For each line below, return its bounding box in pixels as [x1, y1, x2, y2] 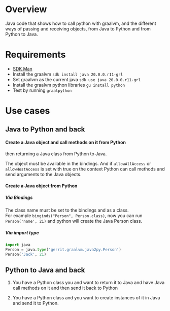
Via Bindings [5, 194, 33, 200]
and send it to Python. [12, 300, 59, 306]
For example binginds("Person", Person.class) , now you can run [5, 213, 143, 219]
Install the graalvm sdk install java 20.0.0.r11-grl [12, 71, 123, 77]
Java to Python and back [5, 125, 85, 134]
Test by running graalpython [12, 87, 72, 93]
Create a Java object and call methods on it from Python [5, 140, 126, 146]
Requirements [5, 49, 66, 60]
